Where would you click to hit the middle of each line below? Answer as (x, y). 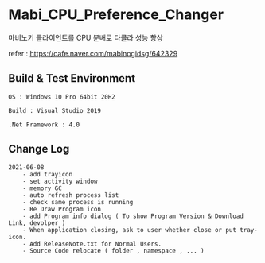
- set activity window (60, 181)
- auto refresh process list (71, 195)
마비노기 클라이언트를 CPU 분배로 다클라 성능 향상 (86, 37)
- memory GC (42, 188)
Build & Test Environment (72, 78)
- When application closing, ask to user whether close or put (130, 230)
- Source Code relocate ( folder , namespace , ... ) (113, 251)
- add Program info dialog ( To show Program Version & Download (133, 216)
